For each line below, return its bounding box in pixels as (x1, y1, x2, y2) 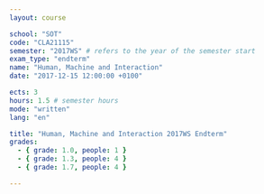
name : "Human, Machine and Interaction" (9, 63, 164, 72)
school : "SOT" (9, 29, 63, 39)
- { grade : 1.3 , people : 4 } (17, 154, 127, 163)
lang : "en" (9, 113, 50, 122)
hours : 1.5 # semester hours (9, 96, 119, 105)
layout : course (9, 13, 67, 23)
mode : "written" (9, 105, 70, 114)
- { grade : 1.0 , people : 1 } (17, 146, 127, 155)
